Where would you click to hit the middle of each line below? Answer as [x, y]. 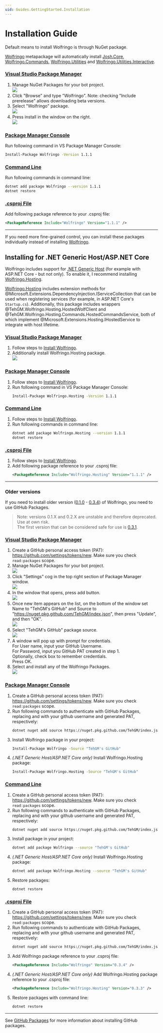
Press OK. [22, 662]
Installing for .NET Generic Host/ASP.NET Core [77, 257]
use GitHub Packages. [27, 507]
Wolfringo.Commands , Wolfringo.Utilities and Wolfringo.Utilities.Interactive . [80, 62]
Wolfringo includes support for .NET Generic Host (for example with [73, 269]
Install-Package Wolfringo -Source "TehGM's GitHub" [66, 749]
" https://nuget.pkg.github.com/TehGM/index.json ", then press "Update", [84, 614]
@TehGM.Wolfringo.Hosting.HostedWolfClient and [56, 309]
